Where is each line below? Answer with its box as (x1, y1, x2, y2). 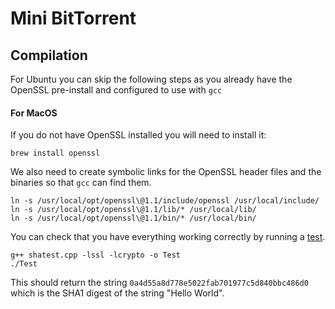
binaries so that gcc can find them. (10, 177, 152, 189)
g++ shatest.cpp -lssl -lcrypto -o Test (10, 250, 182, 261)
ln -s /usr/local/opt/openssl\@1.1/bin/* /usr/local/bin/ (10, 213, 257, 224)
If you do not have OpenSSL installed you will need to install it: (10, 129, 267, 141)
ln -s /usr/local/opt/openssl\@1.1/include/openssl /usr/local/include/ (10, 196, 320, 206)
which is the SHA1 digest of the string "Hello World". (10, 287, 225, 299)
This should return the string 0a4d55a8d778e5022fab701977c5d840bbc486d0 (10, 277, 309, 289)
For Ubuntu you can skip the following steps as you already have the (10, 73, 293, 85)
